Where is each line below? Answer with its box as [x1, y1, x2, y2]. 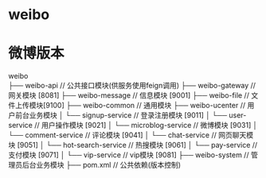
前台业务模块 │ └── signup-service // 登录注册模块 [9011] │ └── [14, 110, 228, 120]
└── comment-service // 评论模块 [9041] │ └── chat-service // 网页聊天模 [8, 130, 253, 140]
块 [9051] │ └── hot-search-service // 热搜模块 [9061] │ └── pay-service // [8, 141, 258, 150]
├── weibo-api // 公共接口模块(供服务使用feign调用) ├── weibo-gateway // [8, 81, 256, 91]
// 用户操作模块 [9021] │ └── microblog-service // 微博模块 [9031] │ [34, 121, 258, 130]
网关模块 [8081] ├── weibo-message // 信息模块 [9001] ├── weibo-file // [8, 91, 249, 100]
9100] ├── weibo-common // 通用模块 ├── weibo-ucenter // [45, 101, 246, 110]
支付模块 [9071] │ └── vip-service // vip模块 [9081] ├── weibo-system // [8, 150, 249, 160]
